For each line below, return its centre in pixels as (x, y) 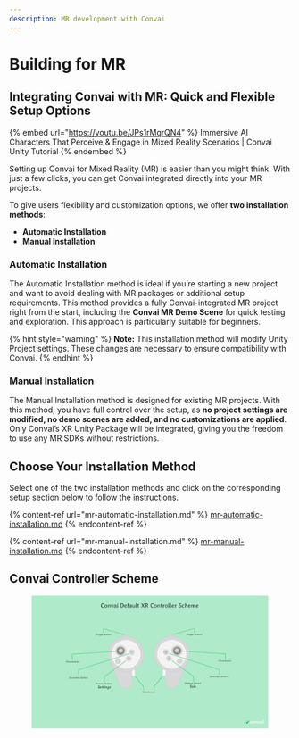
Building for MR (68, 64)
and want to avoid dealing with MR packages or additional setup (127, 293)
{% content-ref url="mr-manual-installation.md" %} (104, 542)
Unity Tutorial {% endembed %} (68, 151)
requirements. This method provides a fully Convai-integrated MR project (144, 303)
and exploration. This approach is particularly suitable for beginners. (135, 321)
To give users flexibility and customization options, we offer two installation (149, 204)
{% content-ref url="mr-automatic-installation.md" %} (109, 515)
